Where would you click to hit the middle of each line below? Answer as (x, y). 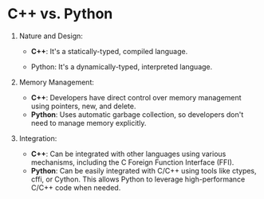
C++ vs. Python (60, 14)
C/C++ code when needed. (76, 187)
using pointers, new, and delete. (83, 106)
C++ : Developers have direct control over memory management (136, 97)
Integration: (38, 138)
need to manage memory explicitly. (89, 123)
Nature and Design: (51, 36)
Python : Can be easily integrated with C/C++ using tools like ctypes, (144, 170)
